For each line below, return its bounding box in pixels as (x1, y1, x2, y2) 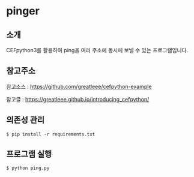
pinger (6, 4, 40, 18)
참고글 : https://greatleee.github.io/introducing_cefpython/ (6, 95, 150, 103)
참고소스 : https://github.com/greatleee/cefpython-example (6, 83, 152, 90)
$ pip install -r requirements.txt (6, 131, 95, 137)
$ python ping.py (6, 165, 50, 172)
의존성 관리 (6, 115, 45, 125)
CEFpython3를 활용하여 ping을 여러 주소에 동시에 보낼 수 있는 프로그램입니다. (6, 47, 189, 53)
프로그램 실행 (6, 149, 52, 160)
